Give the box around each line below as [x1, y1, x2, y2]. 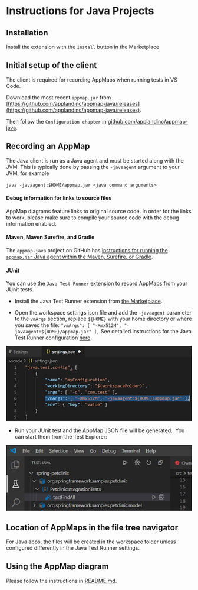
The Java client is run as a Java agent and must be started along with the [6, 157, 184, 164]
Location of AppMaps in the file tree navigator [6, 522, 179, 533]
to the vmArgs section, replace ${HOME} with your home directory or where [14, 315, 192, 323]
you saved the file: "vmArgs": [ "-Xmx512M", [14, 322, 122, 329]
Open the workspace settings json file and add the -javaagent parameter [14, 309, 192, 316]
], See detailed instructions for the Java [94, 328, 192, 335]
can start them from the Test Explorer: [14, 433, 107, 440]
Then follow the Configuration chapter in [6, 118, 107, 125]
